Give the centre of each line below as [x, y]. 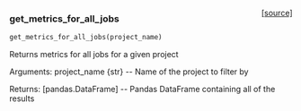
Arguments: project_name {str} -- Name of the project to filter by [129, 72]
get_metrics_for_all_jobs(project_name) [86, 38]
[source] [277, 13]
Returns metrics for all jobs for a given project [94, 55]
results [22, 98]
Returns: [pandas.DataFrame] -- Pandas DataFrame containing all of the [142, 90]
